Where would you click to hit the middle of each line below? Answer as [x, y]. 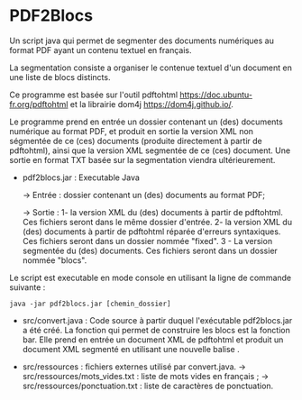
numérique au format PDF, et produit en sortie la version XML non [132, 131]
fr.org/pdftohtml [39, 104]
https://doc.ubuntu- [216, 95]
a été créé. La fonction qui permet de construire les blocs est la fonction [156, 330]
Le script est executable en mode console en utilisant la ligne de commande [151, 277]
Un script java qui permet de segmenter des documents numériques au [142, 41]
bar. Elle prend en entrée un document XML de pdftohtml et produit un [153, 340]
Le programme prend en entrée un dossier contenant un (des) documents [146, 122]
